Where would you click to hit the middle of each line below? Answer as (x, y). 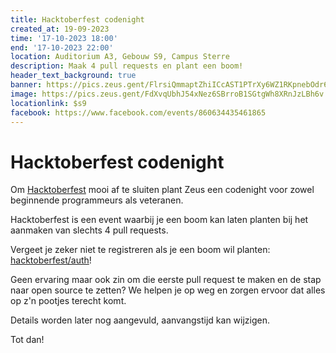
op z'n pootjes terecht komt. (68, 301)
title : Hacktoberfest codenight (77, 19)
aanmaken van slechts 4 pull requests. (89, 230)
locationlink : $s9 (48, 103)
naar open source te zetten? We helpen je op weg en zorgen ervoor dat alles (168, 290)
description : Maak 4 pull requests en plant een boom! (127, 66)
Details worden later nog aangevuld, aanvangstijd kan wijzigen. (140, 320)
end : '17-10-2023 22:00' (62, 47)
